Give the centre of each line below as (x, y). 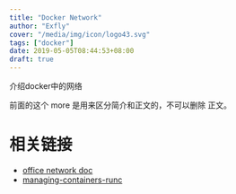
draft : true (31, 59)
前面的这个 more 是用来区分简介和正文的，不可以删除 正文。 (120, 105)
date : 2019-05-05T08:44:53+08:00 (72, 51)
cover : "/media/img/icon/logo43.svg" (80, 34)
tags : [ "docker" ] (42, 43)
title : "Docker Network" (56, 18)
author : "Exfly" (39, 26)
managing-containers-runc (72, 180)
